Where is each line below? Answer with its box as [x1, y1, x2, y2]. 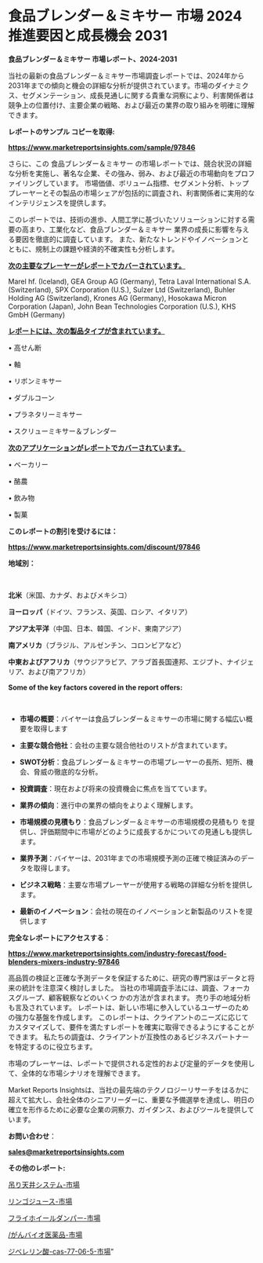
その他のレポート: [8, 1163, 66, 1173]
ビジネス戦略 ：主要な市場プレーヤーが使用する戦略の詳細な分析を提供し [19, 880, 253, 889]
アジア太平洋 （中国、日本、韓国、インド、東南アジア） [8, 624, 186, 633]
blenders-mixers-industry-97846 [8, 957, 120, 966]
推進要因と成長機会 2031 [8, 27, 168, 45]
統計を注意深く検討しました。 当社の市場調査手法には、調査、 [21, 983, 223, 992]
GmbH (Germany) [8, 309, 65, 319]
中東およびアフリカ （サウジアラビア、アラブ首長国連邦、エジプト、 [8, 657, 227, 666]
